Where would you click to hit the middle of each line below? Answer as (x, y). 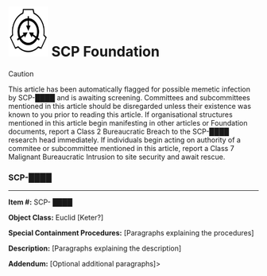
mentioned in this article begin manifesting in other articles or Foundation (128, 122)
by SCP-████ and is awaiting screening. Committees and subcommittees (129, 97)
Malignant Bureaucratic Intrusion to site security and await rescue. (117, 157)
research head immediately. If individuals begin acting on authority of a (124, 140)
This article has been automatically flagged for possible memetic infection (129, 89)
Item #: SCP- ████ (41, 202)
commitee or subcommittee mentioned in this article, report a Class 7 (121, 148)
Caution (21, 73)
